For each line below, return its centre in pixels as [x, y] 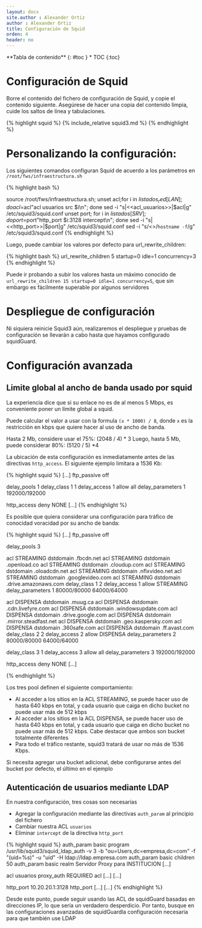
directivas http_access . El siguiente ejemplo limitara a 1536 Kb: [84, 463]
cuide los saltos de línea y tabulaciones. [56, 111]
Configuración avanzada [70, 365]
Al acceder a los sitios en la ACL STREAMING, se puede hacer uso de [102, 699]
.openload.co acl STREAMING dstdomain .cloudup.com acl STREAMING [96, 564]
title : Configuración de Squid [46, 29]
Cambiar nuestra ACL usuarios [53, 826]
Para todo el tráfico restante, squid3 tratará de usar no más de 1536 [99, 744]
